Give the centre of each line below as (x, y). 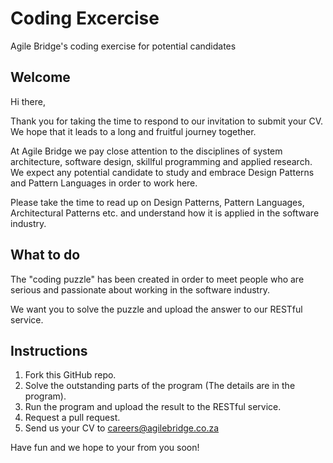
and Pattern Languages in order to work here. (104, 183)
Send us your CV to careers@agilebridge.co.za (122, 428)
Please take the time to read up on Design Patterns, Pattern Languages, (157, 202)
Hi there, (28, 101)
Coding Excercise (85, 18)
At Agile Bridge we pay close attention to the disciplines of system (146, 151)
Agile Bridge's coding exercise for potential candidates (123, 46)
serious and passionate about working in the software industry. (140, 289)
